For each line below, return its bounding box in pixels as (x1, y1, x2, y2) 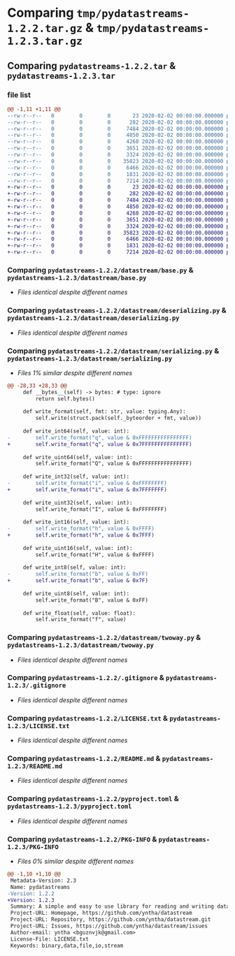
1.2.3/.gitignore (7, 681, 66, 690)
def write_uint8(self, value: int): (22, 590, 130, 597)
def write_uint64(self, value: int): (22, 454, 133, 461)
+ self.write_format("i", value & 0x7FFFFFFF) (7, 486, 168, 493)
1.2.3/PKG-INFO (7, 843, 59, 850)
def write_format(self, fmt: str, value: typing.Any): (22, 408, 187, 415)
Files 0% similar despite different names (17, 857, 134, 866)
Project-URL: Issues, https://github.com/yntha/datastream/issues (10, 922, 208, 930)
